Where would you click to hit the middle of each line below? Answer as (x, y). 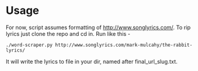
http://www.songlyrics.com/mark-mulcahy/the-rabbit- (124, 45)
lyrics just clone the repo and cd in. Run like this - (68, 33)
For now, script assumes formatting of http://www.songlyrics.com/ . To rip (98, 27)
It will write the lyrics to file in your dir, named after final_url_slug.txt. (92, 61)
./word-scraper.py (29, 45)
